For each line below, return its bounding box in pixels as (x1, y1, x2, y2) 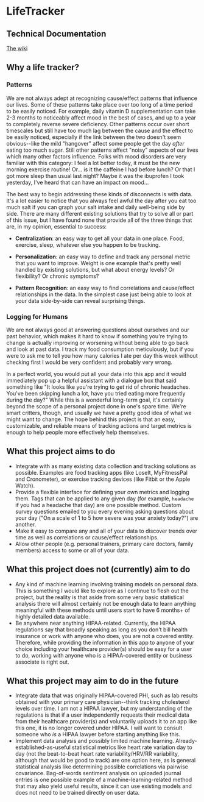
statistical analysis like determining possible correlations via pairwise (15, 763, 189, 770)
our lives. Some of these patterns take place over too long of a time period (6, 101, 193, 108)
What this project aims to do (6, 446, 116, 456)
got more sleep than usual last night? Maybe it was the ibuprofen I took (6, 172, 185, 179)
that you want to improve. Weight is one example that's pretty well (15, 259, 181, 266)
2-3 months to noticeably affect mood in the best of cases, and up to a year (6, 114, 197, 121)
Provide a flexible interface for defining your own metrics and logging (15, 488, 190, 495)
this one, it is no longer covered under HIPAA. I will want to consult (15, 724, 183, 732)
